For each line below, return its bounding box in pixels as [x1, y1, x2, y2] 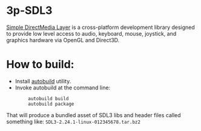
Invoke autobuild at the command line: [15, 84, 111, 91]
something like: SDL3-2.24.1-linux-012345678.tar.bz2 [6, 118, 141, 125]
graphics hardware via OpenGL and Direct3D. [6, 36, 120, 43]
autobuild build [28, 95, 69, 101]
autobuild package [28, 101, 74, 107]
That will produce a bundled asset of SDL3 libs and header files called [6, 111, 181, 118]
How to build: [6, 58, 74, 71]
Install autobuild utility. [15, 77, 71, 85]
